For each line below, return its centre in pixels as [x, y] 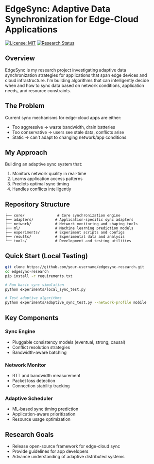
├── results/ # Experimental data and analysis [65, 237]
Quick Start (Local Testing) [47, 256]
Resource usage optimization [41, 419]
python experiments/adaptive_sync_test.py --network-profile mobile [76, 303]
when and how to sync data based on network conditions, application [75, 85]
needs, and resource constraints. [38, 90]
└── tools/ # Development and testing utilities [68, 241]
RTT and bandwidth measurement [46, 376]
